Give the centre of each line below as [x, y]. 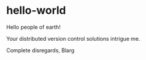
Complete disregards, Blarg [40, 50]
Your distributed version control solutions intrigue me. [73, 38]
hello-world [36, 10]
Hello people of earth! [33, 27]
